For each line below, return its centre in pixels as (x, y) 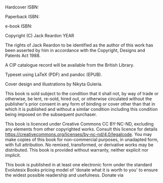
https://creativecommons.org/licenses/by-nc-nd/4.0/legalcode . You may (79, 134)
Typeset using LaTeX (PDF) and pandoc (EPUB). (54, 75)
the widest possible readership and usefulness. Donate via (64, 175)
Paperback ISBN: (22, 16)
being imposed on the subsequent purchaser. (51, 114)
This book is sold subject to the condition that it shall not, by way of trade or (82, 93)
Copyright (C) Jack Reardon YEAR (40, 36)
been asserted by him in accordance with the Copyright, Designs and (75, 50)
